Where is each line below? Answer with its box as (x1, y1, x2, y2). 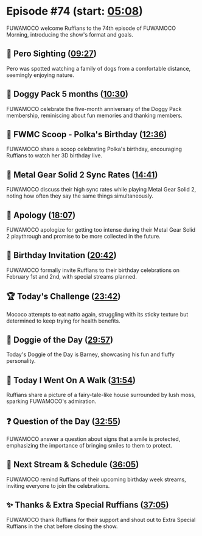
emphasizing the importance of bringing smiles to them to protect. (6, 442, 172, 449)
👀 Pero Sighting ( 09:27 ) (6, 49, 97, 59)
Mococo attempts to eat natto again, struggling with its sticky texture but (6, 310, 189, 318)
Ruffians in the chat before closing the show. (6, 523, 118, 530)
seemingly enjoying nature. (6, 71, 74, 79)
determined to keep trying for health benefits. (6, 317, 120, 324)
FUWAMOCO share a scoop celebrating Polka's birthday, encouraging (6, 145, 183, 153)
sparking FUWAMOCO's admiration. (6, 398, 97, 405)
